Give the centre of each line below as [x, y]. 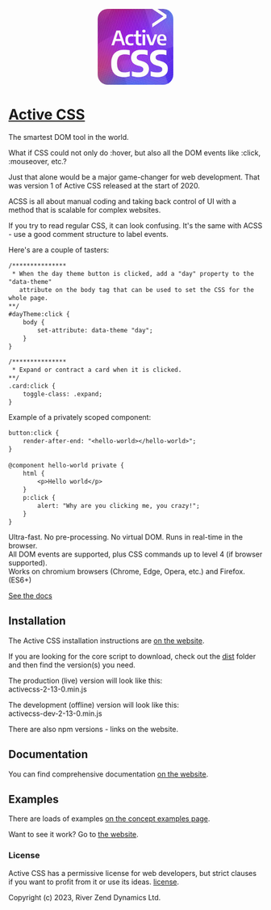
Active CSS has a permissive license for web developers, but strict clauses [132, 873]
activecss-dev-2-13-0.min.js [55, 713]
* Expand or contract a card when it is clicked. [97, 370]
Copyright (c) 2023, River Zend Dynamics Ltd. [85, 897]
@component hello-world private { [67, 465]
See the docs [30, 595]
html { [34, 473]
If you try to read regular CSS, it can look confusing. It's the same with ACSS [135, 225]
